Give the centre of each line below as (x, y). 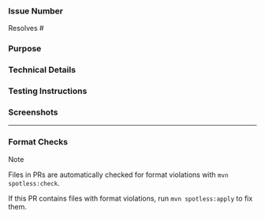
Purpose (25, 49)
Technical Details (42, 70)
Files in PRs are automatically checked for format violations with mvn (118, 175)
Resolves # (26, 28)
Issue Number (36, 11)
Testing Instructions (48, 91)
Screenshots (33, 112)
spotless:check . (34, 182)
